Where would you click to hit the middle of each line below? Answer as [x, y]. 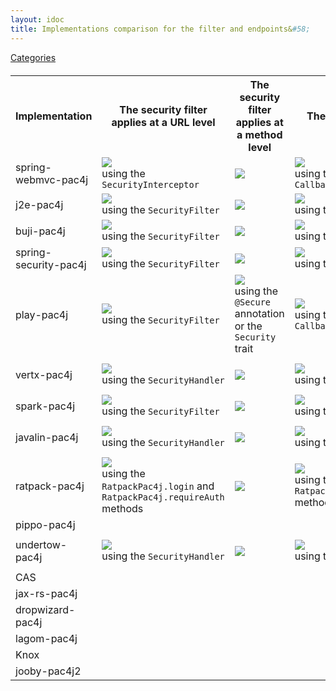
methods [122, 508]
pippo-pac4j [45, 524]
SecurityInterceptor [150, 184]
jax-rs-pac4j [46, 593]
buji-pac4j [40, 231]
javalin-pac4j [47, 437]
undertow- [41, 544]
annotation [259, 313]
